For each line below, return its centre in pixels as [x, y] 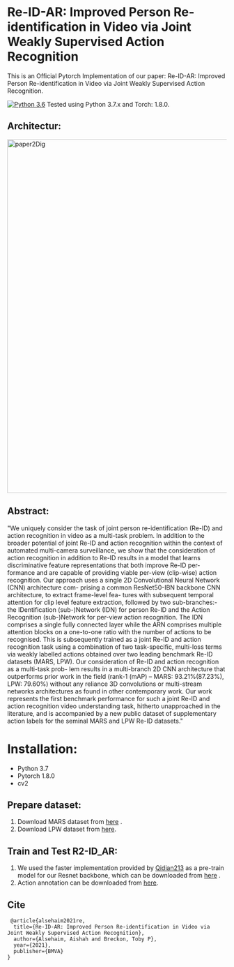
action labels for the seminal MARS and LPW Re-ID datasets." [95, 721]
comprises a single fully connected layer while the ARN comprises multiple [115, 624]
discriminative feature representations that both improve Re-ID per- [104, 565]
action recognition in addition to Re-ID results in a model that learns [104, 557]
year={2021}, [32, 945]
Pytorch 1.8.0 [36, 776]
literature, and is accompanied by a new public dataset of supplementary [112, 713]
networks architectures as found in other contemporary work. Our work [110, 691]
